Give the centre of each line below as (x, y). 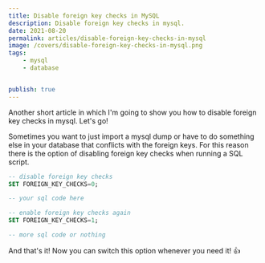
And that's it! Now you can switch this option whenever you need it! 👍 (124, 250)
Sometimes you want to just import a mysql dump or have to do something (131, 136)
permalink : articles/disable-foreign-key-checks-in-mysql (107, 38)
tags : (17, 53)
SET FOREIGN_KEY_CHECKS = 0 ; (53, 184)
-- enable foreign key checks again (69, 213)
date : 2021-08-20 (37, 30)
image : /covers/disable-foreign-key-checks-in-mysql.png (106, 46)
